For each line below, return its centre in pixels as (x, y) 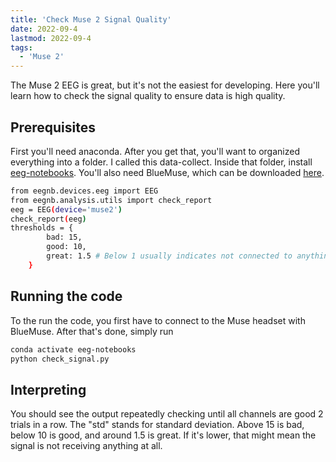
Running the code (66, 296)
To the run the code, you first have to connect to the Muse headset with (158, 320)
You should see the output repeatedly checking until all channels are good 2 (167, 414)
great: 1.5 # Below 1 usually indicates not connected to (169, 256)
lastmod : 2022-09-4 (51, 38)
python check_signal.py (60, 359)
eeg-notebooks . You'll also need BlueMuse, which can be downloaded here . (167, 172)
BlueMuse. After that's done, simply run (92, 331)
